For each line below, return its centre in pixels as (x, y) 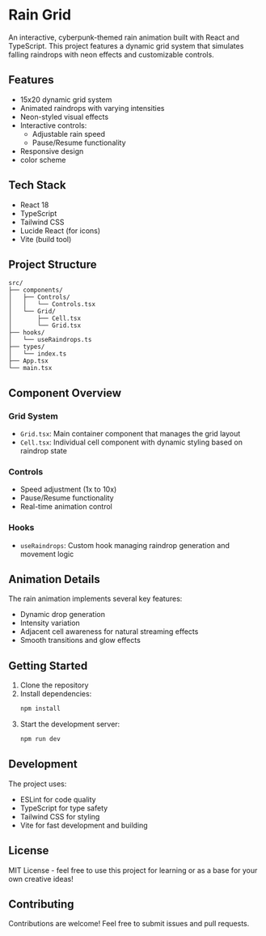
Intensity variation (50, 623)
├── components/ (36, 290)
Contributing (41, 904)
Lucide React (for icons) (60, 230)
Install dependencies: (56, 694)
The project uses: (38, 784)
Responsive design (52, 151)
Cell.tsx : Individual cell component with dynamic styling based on (131, 442)
